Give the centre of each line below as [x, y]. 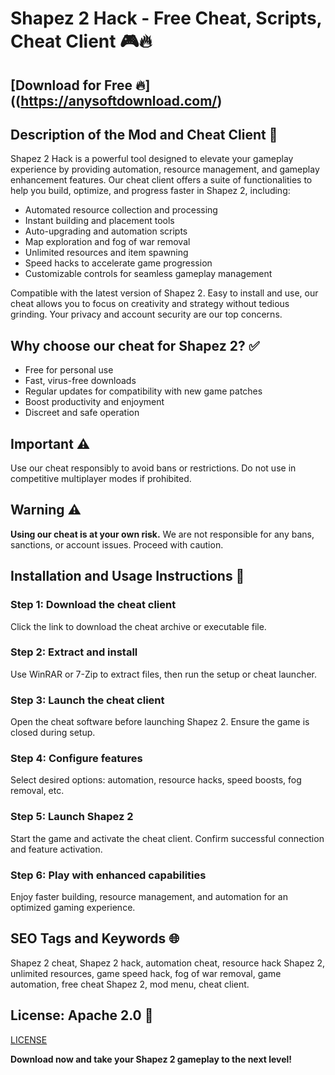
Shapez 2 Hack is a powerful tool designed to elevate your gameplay [152, 159]
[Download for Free [71, 85]
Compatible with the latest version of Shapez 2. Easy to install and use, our [164, 293]
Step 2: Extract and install [74, 652]
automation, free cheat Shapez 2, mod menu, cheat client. [130, 984]
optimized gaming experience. [73, 907]
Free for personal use [69, 370]
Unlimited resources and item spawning [106, 253]
